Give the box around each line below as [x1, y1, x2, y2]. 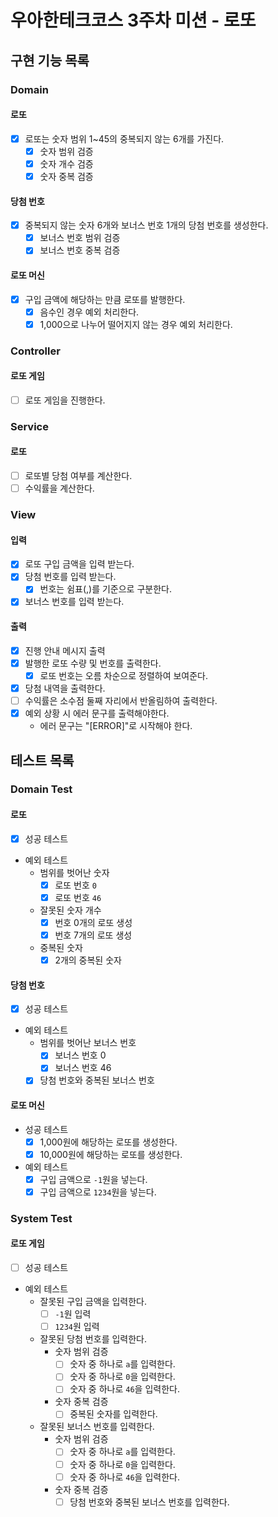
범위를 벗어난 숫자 [39, 866, 110, 878]
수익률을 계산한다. [24, 482, 95, 495]
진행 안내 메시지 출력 [24, 644, 106, 656]
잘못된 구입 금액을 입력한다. [39, 1296, 147, 1308]
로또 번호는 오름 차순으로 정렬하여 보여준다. [39, 669, 209, 681]
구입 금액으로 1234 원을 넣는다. [39, 1186, 157, 1198]
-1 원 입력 [54, 1308, 92, 1320]
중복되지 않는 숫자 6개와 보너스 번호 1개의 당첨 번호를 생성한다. [24, 219, 269, 231]
